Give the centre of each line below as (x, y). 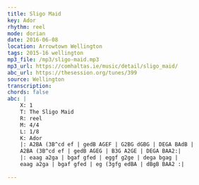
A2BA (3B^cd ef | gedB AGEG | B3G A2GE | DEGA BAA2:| (101, 151)
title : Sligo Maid (34, 14)
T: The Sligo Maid (47, 112)
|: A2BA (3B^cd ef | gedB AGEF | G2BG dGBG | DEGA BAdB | (107, 145)
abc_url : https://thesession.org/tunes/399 (72, 72)
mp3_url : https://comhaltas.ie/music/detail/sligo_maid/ (93, 66)
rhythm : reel (26, 27)
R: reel (31, 118)
